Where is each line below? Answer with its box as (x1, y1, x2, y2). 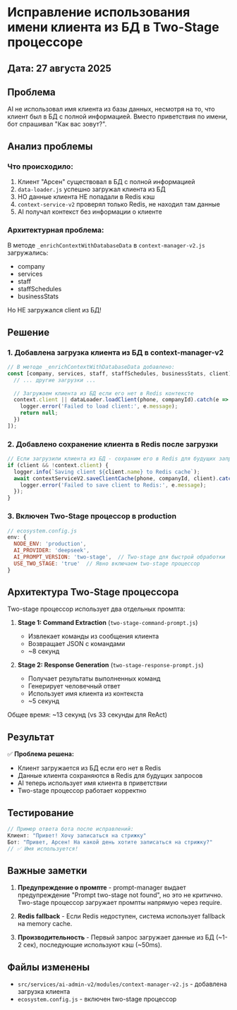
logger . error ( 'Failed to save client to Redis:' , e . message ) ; (20, 481, 207, 489)
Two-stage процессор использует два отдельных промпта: (7, 604, 186, 614)
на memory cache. (17, 920, 73, 928)
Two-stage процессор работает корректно (17, 786, 147, 795)
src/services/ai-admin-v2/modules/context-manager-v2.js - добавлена (17, 980, 227, 988)
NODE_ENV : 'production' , (13, 540, 87, 547)
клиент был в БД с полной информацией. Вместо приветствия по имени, (7, 112, 228, 121)
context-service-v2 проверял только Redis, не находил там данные (17, 200, 221, 209)
